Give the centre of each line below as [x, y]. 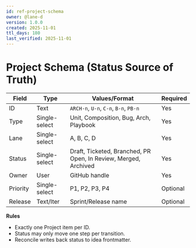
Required [174, 98]
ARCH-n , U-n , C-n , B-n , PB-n [105, 108]
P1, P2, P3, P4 [90, 188]
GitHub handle [90, 175]
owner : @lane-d [24, 17]
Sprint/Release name [98, 201]
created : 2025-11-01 [31, 28]
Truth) [22, 80]
